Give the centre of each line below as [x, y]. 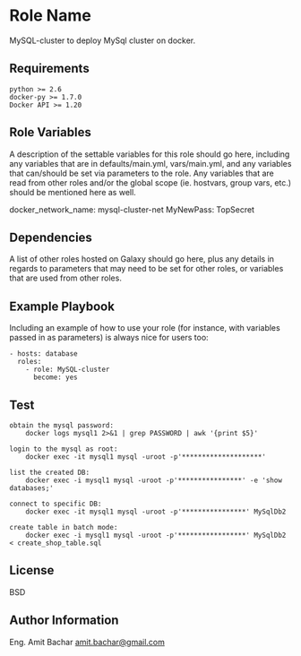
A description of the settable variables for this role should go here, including [150, 154]
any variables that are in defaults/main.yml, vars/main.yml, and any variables [150, 163]
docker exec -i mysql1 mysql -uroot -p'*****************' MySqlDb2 [156, 535]
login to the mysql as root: [64, 449]
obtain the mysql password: [62, 426]
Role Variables [50, 132]
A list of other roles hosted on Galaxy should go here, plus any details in [142, 259]
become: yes [55, 377]
